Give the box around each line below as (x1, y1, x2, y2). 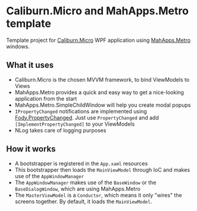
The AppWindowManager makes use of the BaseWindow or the (14, 179, 157, 186)
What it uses (6, 60, 54, 70)
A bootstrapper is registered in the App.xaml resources (14, 160, 148, 167)
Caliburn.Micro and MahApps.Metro (6, 4, 189, 18)
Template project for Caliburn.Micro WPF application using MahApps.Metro (6, 36, 191, 44)
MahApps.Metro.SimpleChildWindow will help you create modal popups (14, 101, 191, 108)
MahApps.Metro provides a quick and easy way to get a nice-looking (14, 88, 185, 96)
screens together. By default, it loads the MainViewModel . (14, 198, 152, 205)
